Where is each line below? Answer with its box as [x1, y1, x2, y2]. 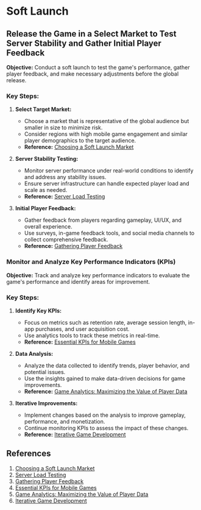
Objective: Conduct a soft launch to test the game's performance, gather [6, 64, 190, 71]
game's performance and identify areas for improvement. [6, 278, 150, 285]
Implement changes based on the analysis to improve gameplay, [24, 411, 186, 419]
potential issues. [24, 368, 66, 375]
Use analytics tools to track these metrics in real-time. [24, 331, 160, 339]
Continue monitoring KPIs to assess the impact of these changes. [24, 424, 189, 431]
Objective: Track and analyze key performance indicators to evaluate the [6, 271, 190, 278]
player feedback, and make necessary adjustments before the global [6, 70, 179, 77]
